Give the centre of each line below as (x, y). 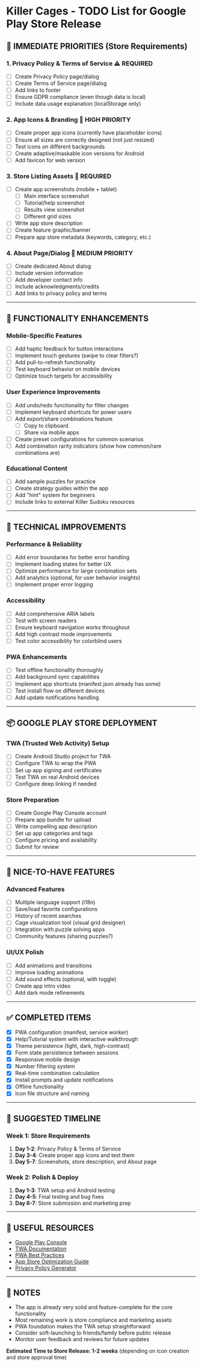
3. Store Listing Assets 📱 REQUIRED (59, 176)
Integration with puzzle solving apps (60, 930)
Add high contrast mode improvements (63, 634)
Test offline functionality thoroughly (59, 670)
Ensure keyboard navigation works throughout (72, 627)
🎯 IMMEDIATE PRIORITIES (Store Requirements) (97, 46)
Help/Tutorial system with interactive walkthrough (76, 1039)
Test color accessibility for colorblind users (68, 641)
